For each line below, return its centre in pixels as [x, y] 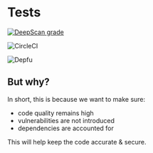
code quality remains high [56, 113]
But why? [28, 82]
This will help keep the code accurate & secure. [77, 142]
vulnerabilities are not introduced [66, 120]
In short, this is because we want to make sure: [76, 99]
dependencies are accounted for [65, 128]
